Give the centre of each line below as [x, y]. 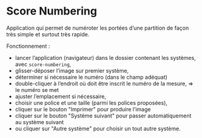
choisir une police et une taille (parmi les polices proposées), [91, 103]
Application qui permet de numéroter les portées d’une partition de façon [98, 28]
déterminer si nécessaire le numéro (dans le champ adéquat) [91, 77]
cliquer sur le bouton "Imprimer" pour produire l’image [83, 109]
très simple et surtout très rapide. [48, 34]
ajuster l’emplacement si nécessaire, [60, 96]
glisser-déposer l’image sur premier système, [72, 70]
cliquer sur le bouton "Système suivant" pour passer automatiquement [103, 116]
